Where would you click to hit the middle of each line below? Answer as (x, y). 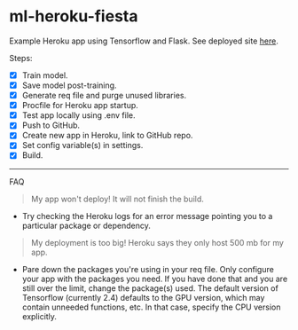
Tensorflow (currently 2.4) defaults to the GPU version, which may (143, 297)
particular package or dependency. (86, 225)
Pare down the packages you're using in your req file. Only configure (148, 269)
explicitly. (39, 316)
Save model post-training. (69, 85)
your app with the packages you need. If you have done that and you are (155, 279)
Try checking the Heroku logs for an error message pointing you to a (147, 216)
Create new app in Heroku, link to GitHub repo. (107, 136)
